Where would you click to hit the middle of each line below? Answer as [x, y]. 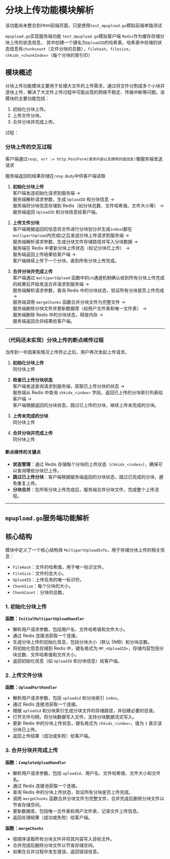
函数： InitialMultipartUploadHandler [45, 619]
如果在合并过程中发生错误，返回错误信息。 [57, 851]
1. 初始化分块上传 [26, 607]
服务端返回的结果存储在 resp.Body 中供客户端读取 [55, 176]
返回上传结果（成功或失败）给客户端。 [52, 736]
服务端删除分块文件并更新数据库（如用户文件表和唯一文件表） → [80, 309]
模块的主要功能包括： [27, 98]
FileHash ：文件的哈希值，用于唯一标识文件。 [59, 567]
